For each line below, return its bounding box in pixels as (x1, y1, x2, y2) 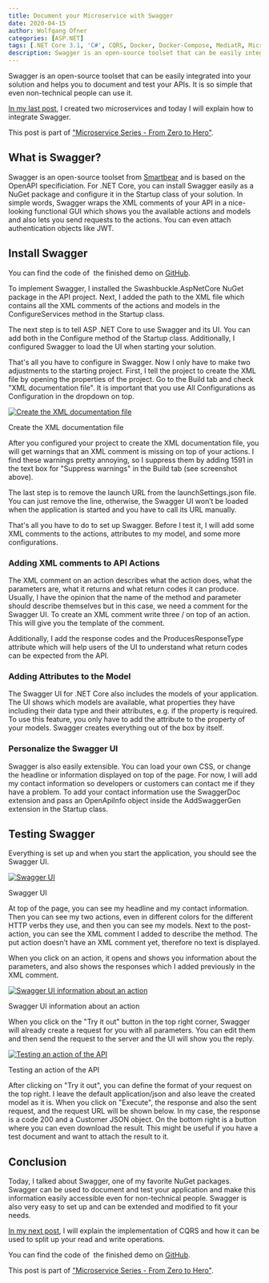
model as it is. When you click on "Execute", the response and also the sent (8, 1098, 257, 1107)
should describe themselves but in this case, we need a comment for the (8, 601, 248, 611)
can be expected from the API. (8, 651, 110, 660)
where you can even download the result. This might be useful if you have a (8, 1123, 259, 1133)
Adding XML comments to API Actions (8, 557, 160, 568)
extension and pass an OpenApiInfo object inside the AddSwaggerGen (8, 795, 242, 805)
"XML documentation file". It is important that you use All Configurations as (8, 383, 256, 392)
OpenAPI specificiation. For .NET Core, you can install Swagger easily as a (8, 181, 254, 190)
